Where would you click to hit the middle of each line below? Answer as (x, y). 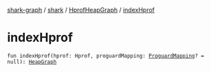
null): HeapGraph (32, 62)
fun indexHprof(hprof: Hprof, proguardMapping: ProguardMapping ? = (106, 56)
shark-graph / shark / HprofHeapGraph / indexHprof (81, 10)
